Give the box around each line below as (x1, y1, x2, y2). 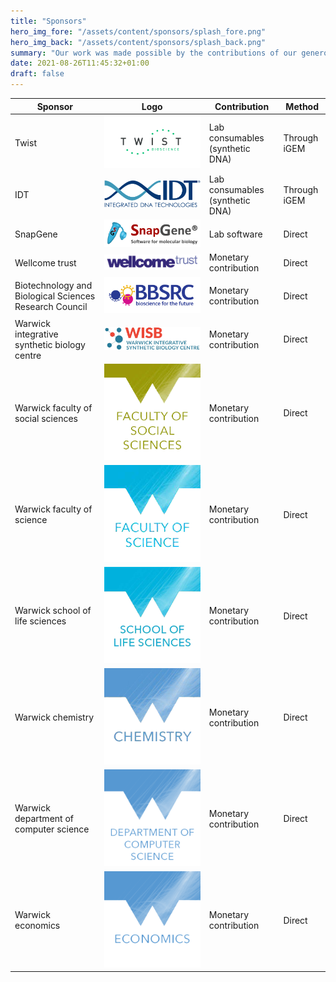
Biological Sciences (14, 290, 96, 302)
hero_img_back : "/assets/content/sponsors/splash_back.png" (10, 37, 267, 47)
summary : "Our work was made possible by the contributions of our (10, 48, 298, 58)
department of (14, 813, 74, 825)
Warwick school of (14, 605, 92, 617)
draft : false (10, 69, 65, 79)
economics (14, 920, 61, 932)
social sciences (14, 412, 78, 424)
